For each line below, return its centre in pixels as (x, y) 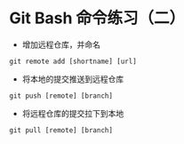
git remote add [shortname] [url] (73, 61)
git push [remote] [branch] (61, 96)
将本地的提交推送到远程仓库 (73, 79)
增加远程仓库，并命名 (61, 44)
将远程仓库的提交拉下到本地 (73, 113)
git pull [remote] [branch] (61, 130)
